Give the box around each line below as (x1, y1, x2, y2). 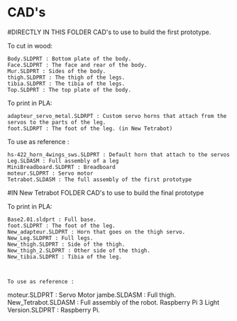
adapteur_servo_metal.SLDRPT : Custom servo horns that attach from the (7, 112, 227, 119)
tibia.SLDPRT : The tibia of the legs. (7, 80, 126, 87)
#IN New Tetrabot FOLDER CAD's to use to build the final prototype (7, 188, 204, 197)
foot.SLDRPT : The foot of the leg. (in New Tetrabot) (7, 125, 173, 132)
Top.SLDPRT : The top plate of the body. (7, 86, 132, 93)
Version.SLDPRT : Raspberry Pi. (7, 305, 101, 314)
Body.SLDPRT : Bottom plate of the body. (7, 55, 132, 62)
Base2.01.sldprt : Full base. (7, 216, 97, 223)
